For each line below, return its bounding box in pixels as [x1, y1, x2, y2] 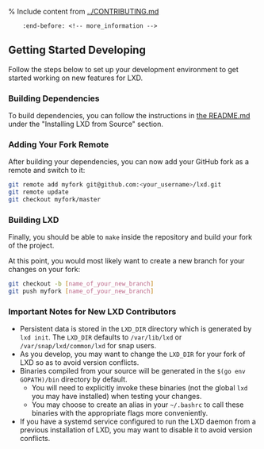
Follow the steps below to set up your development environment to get [8, 64, 239, 74]
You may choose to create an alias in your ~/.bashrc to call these [31, 400, 244, 409]
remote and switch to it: [8, 166, 86, 175]
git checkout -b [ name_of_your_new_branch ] [8, 280, 155, 288]
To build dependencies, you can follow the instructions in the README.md [8, 111, 251, 121]
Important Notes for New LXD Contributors [8, 306, 177, 317]
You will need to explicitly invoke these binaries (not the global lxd [31, 383, 248, 393]
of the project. [8, 241, 55, 251]
